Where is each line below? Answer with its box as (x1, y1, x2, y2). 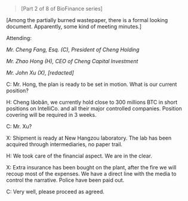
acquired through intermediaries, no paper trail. (6, 141, 123, 148)
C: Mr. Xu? (6, 123, 32, 130)
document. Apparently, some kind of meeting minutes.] (6, 23, 142, 30)
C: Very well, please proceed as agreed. (6, 188, 104, 195)
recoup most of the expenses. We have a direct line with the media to (6, 170, 177, 177)
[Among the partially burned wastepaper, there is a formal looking (6, 17, 168, 23)
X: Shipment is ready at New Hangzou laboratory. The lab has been (6, 134, 172, 141)
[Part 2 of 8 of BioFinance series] (20, 5, 103, 12)
